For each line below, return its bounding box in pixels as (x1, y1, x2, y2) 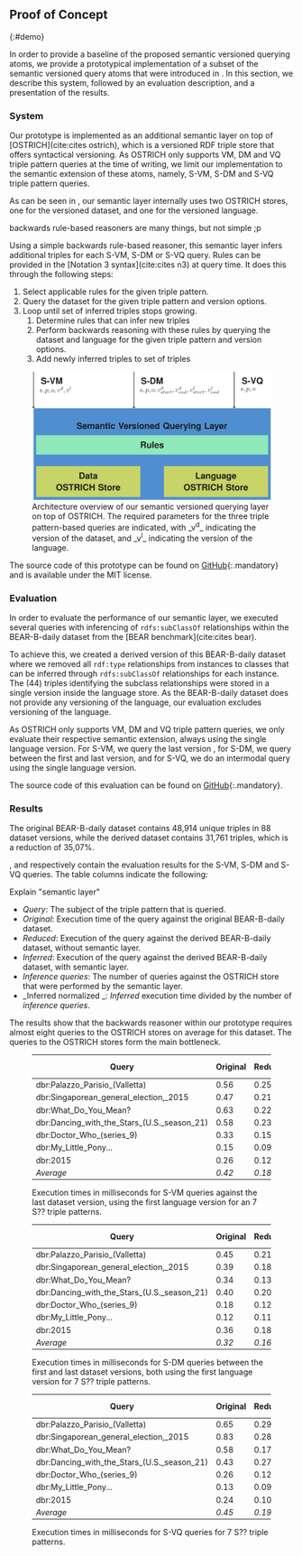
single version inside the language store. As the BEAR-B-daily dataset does (9, 688, 288, 699)
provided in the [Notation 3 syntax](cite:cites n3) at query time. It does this (9, 259, 287, 270)
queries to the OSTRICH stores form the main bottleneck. (9, 1037, 222, 1048)
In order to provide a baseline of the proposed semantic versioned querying (9, 49, 290, 60)
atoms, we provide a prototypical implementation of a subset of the (9, 58, 259, 69)
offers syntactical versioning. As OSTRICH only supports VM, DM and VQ (9, 149, 281, 161)
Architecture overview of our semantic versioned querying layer (32, 501, 269, 512)
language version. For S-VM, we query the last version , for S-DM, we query (9, 744, 291, 755)
